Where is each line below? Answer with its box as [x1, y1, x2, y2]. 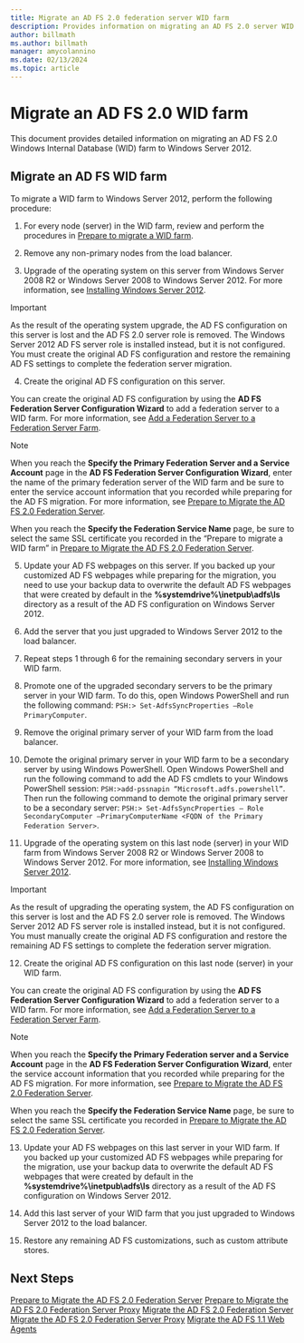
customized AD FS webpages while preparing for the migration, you [23, 569, 277, 581]
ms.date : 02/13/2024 [10, 55, 89, 64]
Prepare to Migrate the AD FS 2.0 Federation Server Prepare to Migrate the [10, 1295, 289, 1306]
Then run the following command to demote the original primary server [23, 792, 289, 803]
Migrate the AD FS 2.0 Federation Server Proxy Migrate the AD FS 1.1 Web [10, 1314, 285, 1325]
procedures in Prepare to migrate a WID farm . [23, 230, 194, 240]
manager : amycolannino [10, 47, 96, 56]
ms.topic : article [10, 64, 80, 74]
